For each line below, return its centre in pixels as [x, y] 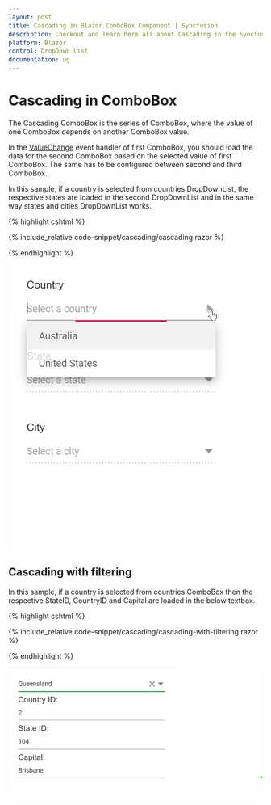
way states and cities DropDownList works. [80, 205]
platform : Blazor [38, 43]
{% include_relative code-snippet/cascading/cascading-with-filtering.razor [133, 631]
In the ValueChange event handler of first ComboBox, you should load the [131, 147]
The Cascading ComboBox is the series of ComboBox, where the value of [131, 123]
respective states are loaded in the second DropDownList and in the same [131, 197]
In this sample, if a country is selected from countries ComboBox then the [131, 592]
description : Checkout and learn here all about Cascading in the [122, 34]
